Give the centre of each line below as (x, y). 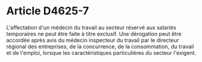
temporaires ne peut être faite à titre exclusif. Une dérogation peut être (94, 33)
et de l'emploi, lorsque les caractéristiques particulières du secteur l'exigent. (101, 52)
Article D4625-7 (48, 11)
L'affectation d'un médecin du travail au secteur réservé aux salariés (91, 27)
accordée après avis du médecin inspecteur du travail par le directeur (93, 40)
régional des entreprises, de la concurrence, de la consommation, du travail (100, 46)
